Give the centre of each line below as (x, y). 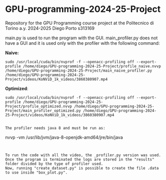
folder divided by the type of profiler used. (54, 164)
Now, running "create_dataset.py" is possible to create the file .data (82, 168)
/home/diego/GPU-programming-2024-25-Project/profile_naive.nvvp (92, 66)
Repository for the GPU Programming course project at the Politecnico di (80, 23)
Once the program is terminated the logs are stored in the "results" (80, 159)
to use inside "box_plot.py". (37, 173)
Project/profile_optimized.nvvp (39, 106)
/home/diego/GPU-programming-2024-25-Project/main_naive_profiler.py (79, 71)
